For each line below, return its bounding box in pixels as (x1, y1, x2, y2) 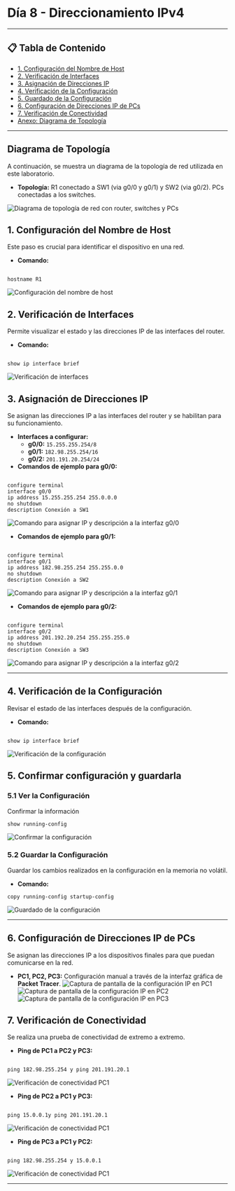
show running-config (7, 821, 68, 828)
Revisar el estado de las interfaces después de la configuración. (7, 704, 192, 712)
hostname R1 (7, 276, 42, 283)
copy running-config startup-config (7, 893, 114, 900)
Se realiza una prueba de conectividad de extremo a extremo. (7, 1033, 185, 1041)
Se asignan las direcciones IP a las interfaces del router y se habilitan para (7, 412, 222, 419)
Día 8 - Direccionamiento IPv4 (7, 5, 185, 21)
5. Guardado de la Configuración (17, 94, 112, 102)
